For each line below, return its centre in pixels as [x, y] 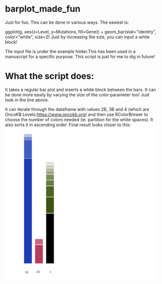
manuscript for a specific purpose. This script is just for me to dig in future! [80, 56]
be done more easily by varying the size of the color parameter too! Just [77, 95]
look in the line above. [27, 100]
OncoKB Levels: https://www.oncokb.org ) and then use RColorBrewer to [77, 114]
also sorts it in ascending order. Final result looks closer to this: [68, 125]
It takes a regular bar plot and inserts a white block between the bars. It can [81, 89]
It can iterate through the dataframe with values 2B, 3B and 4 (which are [77, 109]
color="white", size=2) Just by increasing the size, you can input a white [77, 37]
